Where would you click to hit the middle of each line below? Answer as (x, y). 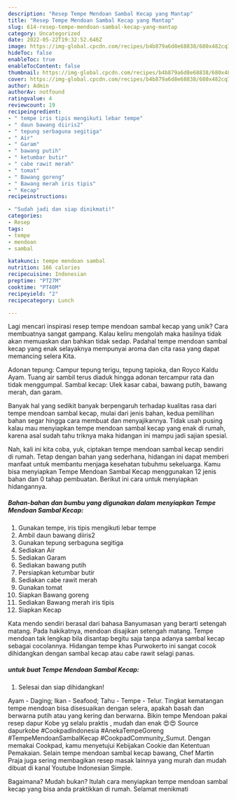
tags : (16, 229)
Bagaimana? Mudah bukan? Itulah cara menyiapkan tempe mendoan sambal (118, 782)
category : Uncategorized (44, 33)
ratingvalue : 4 (30, 99)
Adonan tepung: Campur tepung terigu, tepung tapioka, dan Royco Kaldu (113, 370)
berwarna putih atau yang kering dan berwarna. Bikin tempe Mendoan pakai (118, 716)
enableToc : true (32, 60)
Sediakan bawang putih (52, 565)
